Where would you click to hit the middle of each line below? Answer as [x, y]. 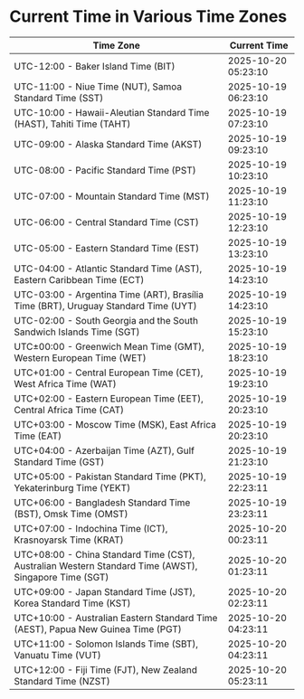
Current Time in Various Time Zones [148, 17]
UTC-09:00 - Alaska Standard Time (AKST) [108, 144]
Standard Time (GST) [59, 461]
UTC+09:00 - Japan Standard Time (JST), [105, 591]
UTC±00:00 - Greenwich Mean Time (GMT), [109, 346]
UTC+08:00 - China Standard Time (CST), [104, 554]
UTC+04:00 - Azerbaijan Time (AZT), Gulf [104, 450]
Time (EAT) [38, 436]
